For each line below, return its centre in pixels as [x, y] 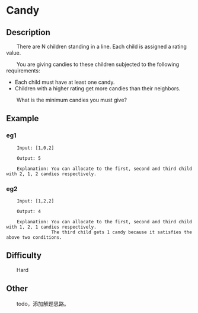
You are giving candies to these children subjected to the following [98, 64]
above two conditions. [34, 237]
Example [23, 118]
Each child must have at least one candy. [65, 82]
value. [14, 53]
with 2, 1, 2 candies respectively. [51, 174]
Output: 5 [29, 158]
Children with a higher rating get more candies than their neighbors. [98, 88]
